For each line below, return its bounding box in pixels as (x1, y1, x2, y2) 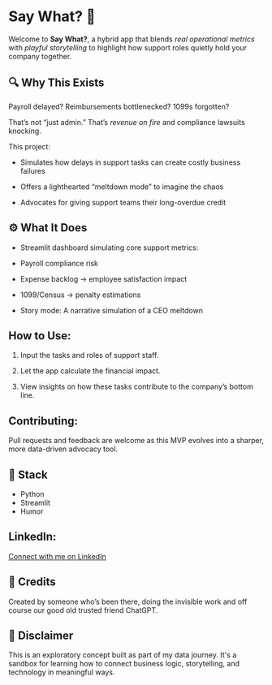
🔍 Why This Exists (8, 76, 105, 90)
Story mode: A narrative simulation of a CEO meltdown (19, 305, 203, 315)
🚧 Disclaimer (8, 629, 74, 643)
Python (19, 489, 45, 498)
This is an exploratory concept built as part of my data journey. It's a (8, 650, 237, 660)
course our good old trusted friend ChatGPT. (8, 605, 158, 615)
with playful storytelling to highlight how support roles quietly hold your (8, 42, 248, 52)
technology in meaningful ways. (8, 667, 115, 677)
